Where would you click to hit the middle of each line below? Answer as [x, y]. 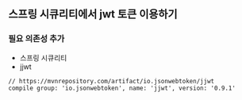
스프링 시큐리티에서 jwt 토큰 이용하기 [93, 14]
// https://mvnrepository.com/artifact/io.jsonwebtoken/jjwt [111, 81]
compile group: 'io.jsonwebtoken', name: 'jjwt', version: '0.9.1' [122, 88]
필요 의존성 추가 [36, 39]
